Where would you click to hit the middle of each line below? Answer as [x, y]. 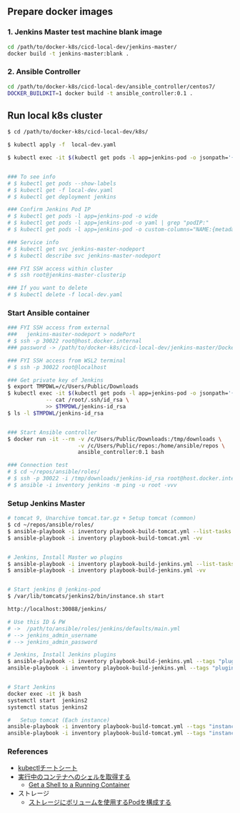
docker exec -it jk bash [44, 694]
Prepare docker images [60, 12]
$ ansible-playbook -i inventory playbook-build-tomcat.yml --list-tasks [120, 531]
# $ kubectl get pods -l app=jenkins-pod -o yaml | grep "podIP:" [108, 223]
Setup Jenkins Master [46, 503]
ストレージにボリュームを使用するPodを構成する [100, 802]
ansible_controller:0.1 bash [121, 453]
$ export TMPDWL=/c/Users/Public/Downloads [73, 387]
